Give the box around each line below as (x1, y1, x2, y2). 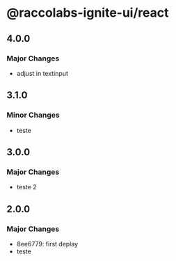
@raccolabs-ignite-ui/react (6, 5, 169, 21)
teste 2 (16, 183, 37, 191)
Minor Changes (6, 110, 60, 120)
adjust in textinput (16, 69, 69, 77)
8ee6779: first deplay (16, 239, 79, 248)
